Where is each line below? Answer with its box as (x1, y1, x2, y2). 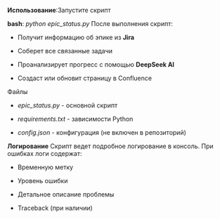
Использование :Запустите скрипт (7, 6, 111, 14)
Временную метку (17, 163, 74, 171)
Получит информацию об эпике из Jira (17, 33, 135, 41)
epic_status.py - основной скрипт (17, 101, 118, 109)
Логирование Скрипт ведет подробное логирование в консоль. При (7, 142, 214, 150)
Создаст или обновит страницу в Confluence (17, 74, 153, 82)
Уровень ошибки (17, 177, 68, 185)
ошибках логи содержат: (7, 150, 82, 157)
